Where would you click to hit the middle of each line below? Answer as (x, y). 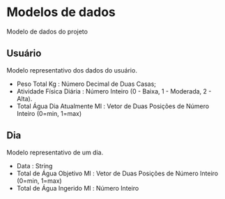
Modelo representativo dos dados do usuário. (72, 70)
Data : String (34, 165)
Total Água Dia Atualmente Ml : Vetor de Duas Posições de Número (113, 106)
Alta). (24, 98)
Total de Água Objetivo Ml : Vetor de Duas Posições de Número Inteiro (117, 173)
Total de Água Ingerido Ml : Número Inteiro (78, 188)
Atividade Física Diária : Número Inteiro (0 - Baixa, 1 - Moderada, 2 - (114, 91)
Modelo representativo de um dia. (55, 152)
